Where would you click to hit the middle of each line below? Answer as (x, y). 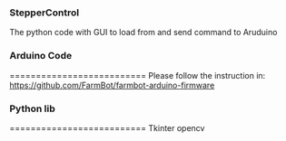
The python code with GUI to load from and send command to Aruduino (143, 33)
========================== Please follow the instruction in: (138, 75)
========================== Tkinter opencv (107, 127)
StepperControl (44, 13)
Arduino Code (41, 56)
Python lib (33, 108)
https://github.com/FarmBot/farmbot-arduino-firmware (112, 85)
